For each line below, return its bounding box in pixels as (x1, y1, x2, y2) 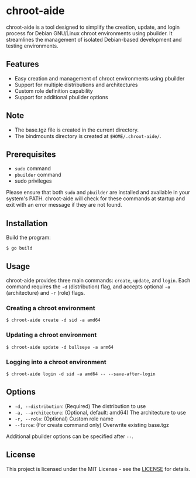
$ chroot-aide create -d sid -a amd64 (6, 317, 101, 324)
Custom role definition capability (14, 87, 94, 95)
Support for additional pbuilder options (14, 93, 108, 100)
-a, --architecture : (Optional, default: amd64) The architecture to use (14, 409, 186, 416)
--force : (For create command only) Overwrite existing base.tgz (14, 421, 170, 428)
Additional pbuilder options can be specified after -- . (6, 433, 133, 440)
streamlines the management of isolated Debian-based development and (6, 36, 183, 43)
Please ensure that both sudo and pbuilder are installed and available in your (6, 189, 190, 196)
